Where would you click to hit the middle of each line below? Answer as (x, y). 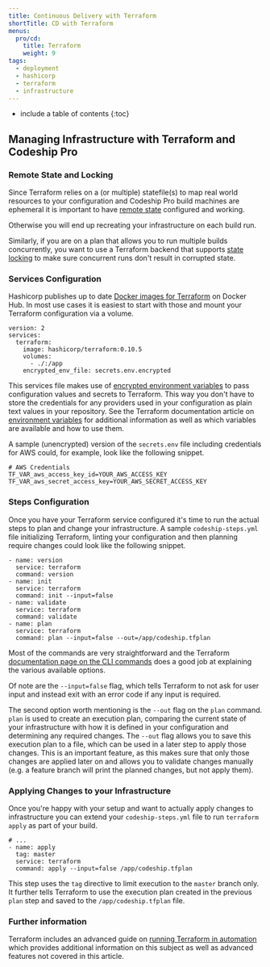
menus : (19, 31)
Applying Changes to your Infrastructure (90, 790)
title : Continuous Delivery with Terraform (83, 16)
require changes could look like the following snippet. (97, 545)
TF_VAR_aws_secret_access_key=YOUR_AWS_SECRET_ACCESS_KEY (108, 482)
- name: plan (30, 624)
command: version (45, 574)
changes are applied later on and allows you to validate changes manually (131, 761)
